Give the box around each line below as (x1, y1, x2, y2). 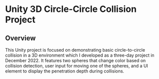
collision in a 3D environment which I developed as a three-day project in (5, 52, 155, 58)
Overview (5, 34, 36, 42)
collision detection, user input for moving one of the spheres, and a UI (5, 63, 148, 69)
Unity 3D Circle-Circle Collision (5, 3, 137, 15)
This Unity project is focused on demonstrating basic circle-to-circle (5, 47, 146, 53)
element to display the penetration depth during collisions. (5, 68, 124, 74)
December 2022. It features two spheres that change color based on (5, 58, 146, 63)
